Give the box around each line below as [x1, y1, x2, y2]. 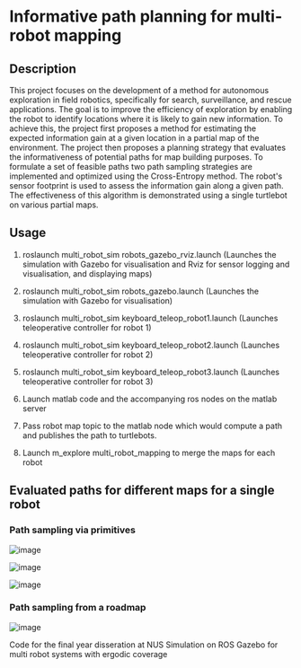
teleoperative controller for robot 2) [22, 348, 154, 360]
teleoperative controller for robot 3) [22, 375, 154, 387]
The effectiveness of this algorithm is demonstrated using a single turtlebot [9, 190, 288, 200]
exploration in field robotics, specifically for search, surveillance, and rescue [9, 94, 292, 105]
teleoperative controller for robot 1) [22, 321, 152, 333]
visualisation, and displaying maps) [22, 268, 153, 279]
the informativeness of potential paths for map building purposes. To [9, 152, 263, 163]
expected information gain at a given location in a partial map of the [9, 133, 260, 143]
